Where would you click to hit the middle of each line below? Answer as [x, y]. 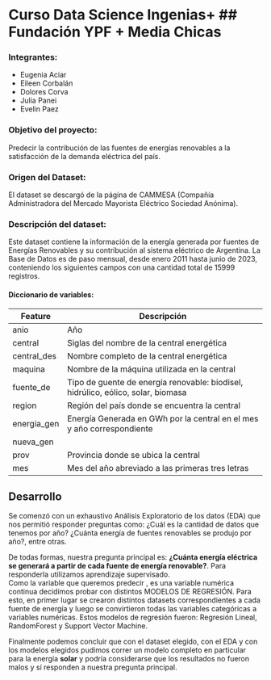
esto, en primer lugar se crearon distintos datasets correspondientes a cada [134, 600]
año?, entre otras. [38, 542]
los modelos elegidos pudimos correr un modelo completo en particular [127, 650]
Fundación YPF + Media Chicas [115, 32]
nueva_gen [33, 442]
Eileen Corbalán [46, 83]
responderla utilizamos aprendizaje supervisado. [90, 574]
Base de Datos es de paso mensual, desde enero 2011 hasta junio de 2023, [133, 259]
